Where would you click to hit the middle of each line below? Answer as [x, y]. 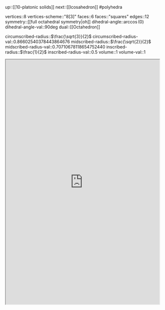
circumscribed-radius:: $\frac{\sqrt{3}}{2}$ [48, 36]
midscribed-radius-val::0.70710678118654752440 [55, 47]
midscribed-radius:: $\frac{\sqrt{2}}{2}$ [111, 42]
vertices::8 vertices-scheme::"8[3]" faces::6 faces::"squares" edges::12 [77, 16]
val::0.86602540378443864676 [38, 42]
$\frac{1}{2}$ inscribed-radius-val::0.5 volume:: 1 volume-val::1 [82, 52]
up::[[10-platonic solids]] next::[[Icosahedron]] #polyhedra [64, 7]
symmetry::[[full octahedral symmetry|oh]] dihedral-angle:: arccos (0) [74, 22]
